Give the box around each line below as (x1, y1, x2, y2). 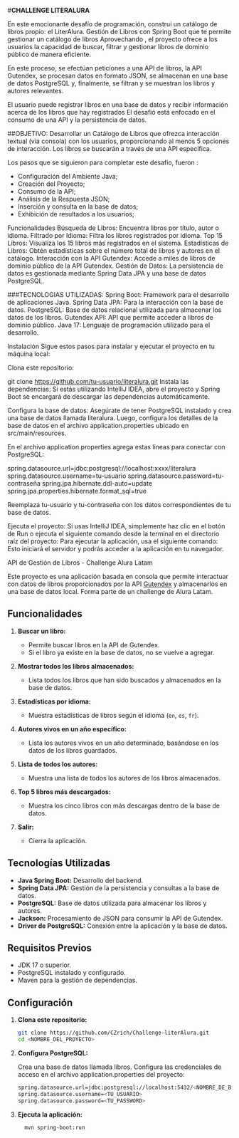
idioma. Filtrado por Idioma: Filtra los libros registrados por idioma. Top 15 (7, 231, 223, 239)
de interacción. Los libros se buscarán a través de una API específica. (7, 145, 212, 152)
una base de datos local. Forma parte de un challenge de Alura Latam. (7, 588, 213, 595)
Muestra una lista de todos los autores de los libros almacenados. (28, 773, 221, 782)
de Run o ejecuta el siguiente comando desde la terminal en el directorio (7, 530, 220, 538)
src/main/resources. (7, 429, 67, 437)
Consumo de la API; (17, 187, 76, 195)
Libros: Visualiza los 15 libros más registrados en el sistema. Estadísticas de (7, 239, 229, 247)
